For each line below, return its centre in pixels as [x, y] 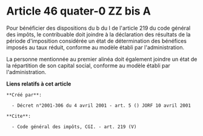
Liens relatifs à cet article [39, 84]
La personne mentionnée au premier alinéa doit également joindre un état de [102, 59]
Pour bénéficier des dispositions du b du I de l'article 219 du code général [98, 28]
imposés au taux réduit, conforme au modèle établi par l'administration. [95, 47]
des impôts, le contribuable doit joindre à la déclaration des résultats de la [98, 34]
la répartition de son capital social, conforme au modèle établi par [88, 66]
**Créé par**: [24, 95]
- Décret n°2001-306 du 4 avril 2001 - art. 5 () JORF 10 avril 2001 [101, 105]
